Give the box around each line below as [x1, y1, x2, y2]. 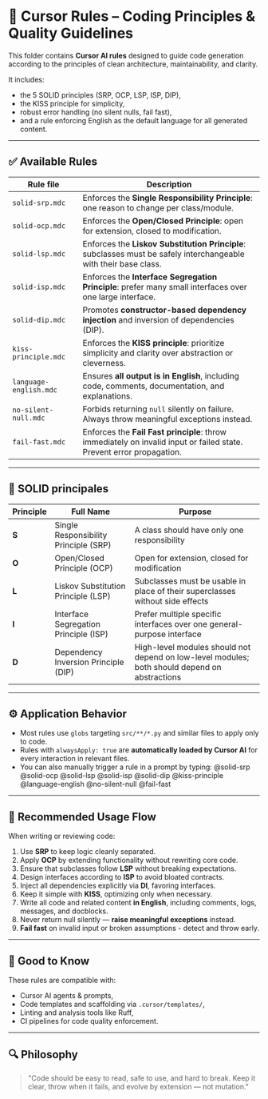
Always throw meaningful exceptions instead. [82, 413, 253, 424]
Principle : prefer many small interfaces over [82, 281, 247, 292]
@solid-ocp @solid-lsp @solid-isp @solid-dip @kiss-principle [19, 771, 224, 780]
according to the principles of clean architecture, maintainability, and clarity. [8, 59, 258, 69]
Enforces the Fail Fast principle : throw [82, 426, 227, 437]
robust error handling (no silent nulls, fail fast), [19, 107, 172, 117]
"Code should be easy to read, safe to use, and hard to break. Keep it [27, 1073, 256, 1083]
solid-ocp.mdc [12, 221, 66, 231]
